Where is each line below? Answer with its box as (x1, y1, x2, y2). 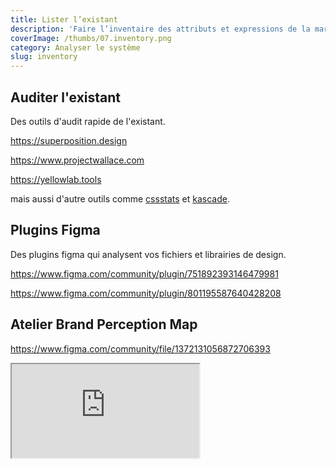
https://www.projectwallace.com (10, 154, 145, 166)
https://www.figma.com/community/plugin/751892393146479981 (10, 267, 279, 280)
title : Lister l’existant (10, 14, 118, 25)
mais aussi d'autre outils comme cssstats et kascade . (10, 192, 230, 205)
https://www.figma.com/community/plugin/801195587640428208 (10, 287, 282, 299)
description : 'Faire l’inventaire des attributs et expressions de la (10, 24, 311, 34)
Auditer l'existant (10, 89, 122, 106)
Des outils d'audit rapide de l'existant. (10, 115, 166, 127)
